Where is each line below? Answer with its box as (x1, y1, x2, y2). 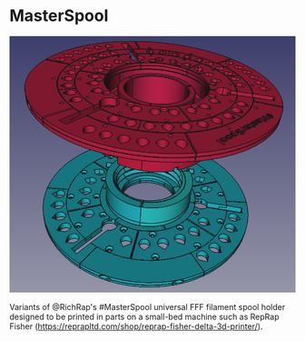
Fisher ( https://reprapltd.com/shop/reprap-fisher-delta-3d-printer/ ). (9, 321, 263, 332)
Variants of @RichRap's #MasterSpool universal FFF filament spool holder (9, 302, 286, 313)
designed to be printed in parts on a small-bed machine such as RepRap (9, 311, 280, 323)
